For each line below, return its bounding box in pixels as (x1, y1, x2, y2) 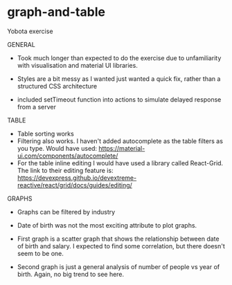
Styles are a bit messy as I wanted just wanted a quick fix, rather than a (17, 74, 221, 83)
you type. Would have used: (17, 144, 98, 152)
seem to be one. (17, 249, 64, 257)
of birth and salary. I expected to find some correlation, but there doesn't (17, 241, 225, 250)
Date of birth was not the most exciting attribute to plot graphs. (17, 221, 197, 229)
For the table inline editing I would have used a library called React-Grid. (17, 158, 224, 167)
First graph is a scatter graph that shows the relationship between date (17, 235, 220, 243)
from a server (17, 102, 57, 111)
